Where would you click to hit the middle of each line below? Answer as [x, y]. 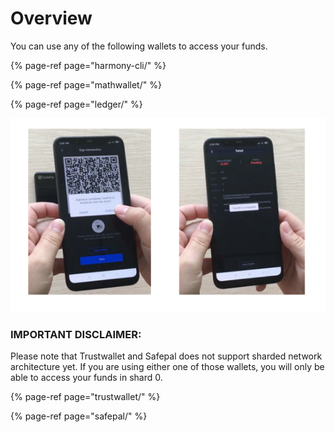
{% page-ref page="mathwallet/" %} [86, 84]
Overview [51, 18]
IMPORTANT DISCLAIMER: [76, 335]
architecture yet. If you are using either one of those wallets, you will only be [167, 367]
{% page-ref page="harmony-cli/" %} [88, 65]
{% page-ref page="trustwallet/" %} [85, 397]
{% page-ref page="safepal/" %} [79, 416]
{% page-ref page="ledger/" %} [76, 104]
